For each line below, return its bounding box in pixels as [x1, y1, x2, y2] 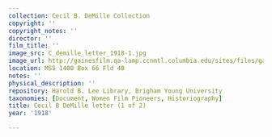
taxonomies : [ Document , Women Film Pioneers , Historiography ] [8, 94, 223, 102]
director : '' [8, 34, 53, 43]
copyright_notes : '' [8, 27, 79, 35]
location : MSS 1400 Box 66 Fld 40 [8, 64, 125, 73]
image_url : [8, 57, 45, 65]
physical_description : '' [8, 79, 96, 87]
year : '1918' [8, 110, 53, 118]
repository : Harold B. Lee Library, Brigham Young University [8, 86, 223, 95]
